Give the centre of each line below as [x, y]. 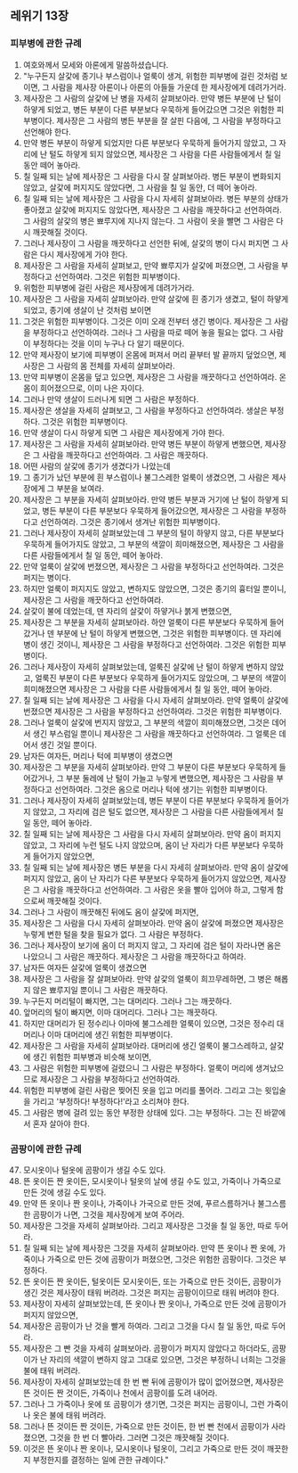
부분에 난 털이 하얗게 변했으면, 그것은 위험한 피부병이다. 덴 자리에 [169, 633]
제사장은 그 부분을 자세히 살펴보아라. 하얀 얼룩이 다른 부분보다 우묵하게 [145, 621]
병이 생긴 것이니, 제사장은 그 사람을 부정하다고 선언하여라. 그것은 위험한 [146, 644]
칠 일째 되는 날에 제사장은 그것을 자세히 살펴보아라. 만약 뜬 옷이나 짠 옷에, [149, 1247]
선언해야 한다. [47, 131]
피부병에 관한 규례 [46, 44]
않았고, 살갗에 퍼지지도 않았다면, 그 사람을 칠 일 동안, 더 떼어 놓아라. [140, 187]
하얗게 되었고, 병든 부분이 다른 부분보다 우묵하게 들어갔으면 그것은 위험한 [149, 109]
